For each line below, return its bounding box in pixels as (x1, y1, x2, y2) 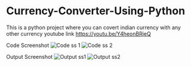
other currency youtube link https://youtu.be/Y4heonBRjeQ (6, 30, 151, 37)
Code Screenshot (6, 42, 50, 49)
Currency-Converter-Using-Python (6, 4, 186, 18)
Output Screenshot (6, 53, 53, 60)
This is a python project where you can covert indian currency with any (6, 24, 181, 31)
